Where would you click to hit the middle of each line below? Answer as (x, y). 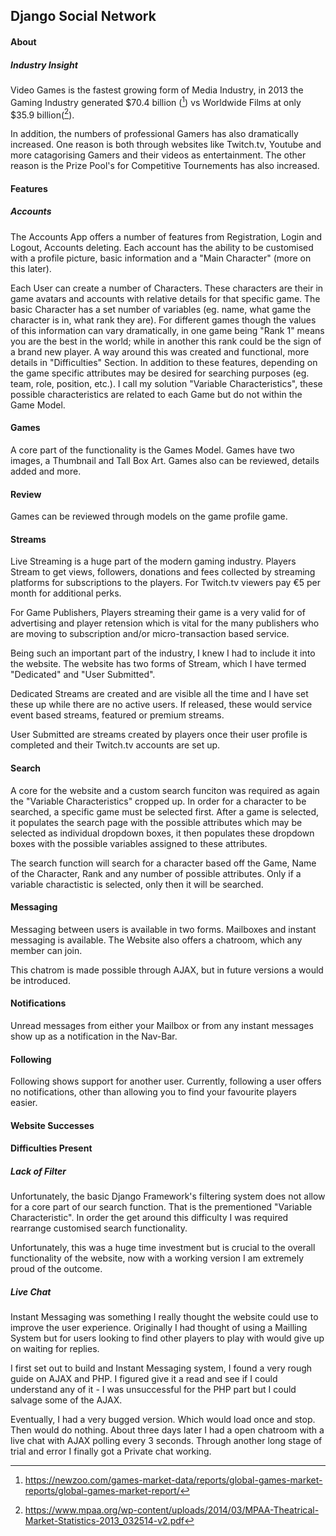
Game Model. (38, 405)
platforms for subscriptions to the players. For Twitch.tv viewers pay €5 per (166, 583)
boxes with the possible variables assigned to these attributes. (139, 843)
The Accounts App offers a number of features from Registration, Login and (166, 236)
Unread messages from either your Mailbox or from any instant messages (162, 1026)
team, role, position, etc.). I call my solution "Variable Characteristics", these (166, 383)
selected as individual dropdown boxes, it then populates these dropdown (162, 833)
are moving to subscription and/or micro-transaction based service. (150, 634)
